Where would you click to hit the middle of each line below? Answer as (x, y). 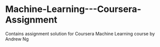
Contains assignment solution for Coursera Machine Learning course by (80, 33)
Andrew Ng (17, 39)
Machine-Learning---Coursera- (73, 9)
